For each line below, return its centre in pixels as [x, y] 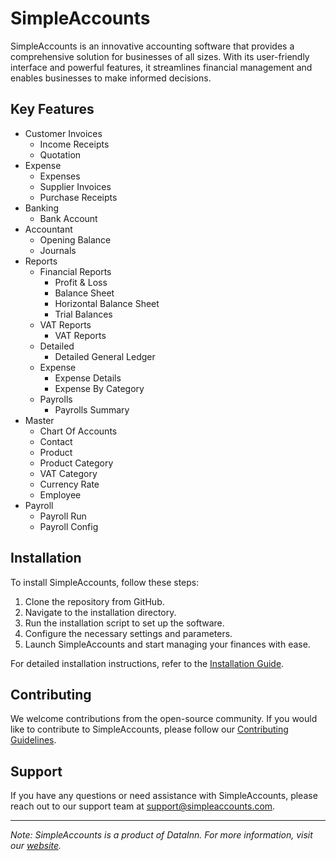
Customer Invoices [63, 133]
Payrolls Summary [92, 409]
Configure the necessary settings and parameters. [128, 633]
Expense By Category [99, 388]
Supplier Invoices [75, 186]
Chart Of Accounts [78, 431]
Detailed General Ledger [105, 356]
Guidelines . [33, 740]
